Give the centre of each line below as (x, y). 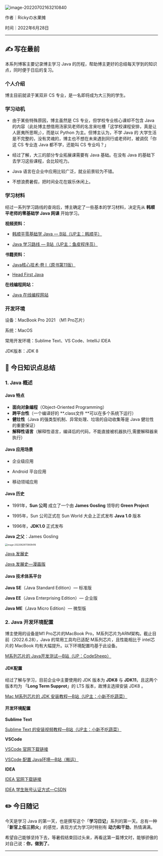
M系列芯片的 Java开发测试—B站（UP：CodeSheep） (58, 656)
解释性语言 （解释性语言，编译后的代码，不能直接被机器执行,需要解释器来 (85, 431)
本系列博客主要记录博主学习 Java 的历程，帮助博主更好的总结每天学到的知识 (81, 64)
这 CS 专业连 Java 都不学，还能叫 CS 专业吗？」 (60, 145)
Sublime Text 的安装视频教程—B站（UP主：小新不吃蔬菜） (63, 729)
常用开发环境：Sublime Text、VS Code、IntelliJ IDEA (58, 341)
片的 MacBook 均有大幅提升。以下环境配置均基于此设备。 (63, 646)
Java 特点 (15, 395)
